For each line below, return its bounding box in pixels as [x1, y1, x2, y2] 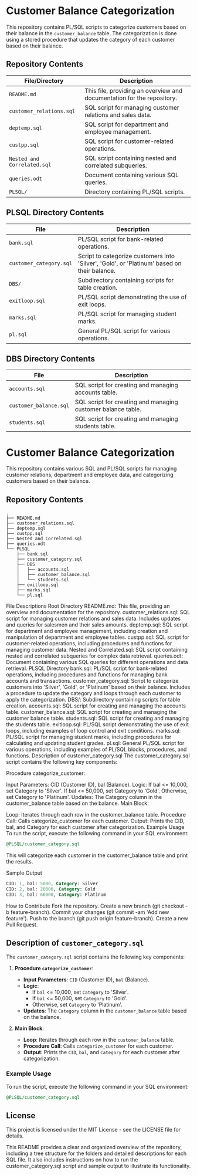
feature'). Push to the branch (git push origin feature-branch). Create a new [6, 915, 189, 922]
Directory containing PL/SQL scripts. [84, 188, 185, 196]
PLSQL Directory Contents [6, 208, 104, 218]
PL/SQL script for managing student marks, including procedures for [6, 733, 172, 740]
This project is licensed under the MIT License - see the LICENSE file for [6, 1126, 181, 1133]
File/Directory [24, 76, 64, 84]
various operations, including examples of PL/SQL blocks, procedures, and [6, 746, 187, 753]
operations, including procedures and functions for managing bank [6, 671, 168, 678]
